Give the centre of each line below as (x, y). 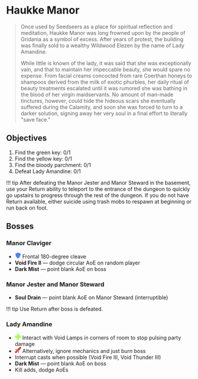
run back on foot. (27, 208)
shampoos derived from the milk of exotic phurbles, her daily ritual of (105, 82)
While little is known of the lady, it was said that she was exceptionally (106, 63)
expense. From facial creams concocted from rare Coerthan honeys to (106, 76)
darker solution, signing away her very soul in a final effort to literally (104, 113)
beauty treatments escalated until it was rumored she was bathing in (104, 88)
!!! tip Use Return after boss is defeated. (55, 309)
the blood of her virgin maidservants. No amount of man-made (97, 94)
